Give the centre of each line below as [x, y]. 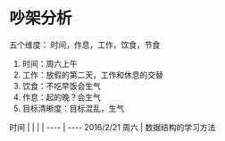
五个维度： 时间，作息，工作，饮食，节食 [85, 45]
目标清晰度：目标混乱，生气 [73, 108]
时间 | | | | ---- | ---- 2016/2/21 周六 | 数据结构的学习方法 [112, 127]
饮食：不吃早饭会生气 [61, 86]
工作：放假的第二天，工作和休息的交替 [92, 75]
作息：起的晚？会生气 [61, 97]
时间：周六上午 [50, 63]
